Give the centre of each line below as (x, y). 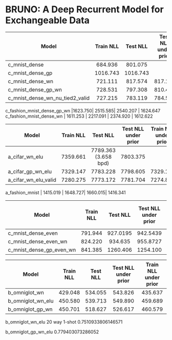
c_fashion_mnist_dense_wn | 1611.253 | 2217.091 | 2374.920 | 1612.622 (79, 116)
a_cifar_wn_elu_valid (32, 180)
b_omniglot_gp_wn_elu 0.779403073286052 (52, 332)
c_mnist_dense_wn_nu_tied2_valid (49, 98)
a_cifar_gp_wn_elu (30, 172)
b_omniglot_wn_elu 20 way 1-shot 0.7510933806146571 (64, 322)
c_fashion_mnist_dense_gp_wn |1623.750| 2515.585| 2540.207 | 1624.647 (83, 110)
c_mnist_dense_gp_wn (35, 89)
